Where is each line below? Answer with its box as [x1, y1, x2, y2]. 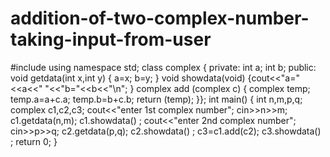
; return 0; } [10, 135, 58, 147]
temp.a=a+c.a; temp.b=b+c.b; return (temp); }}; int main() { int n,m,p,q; [10, 93, 303, 105]
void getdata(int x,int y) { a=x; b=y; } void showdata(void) [10, 72, 246, 84]
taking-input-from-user [10, 28, 212, 51]
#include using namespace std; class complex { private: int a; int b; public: [10, 61, 317, 73]
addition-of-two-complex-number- [10, 7, 310, 30]
